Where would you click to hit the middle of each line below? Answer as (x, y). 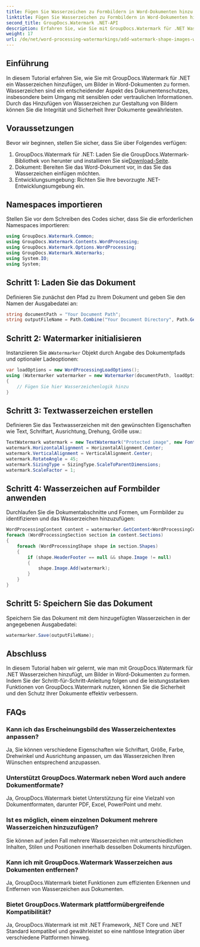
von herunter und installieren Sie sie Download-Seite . (105, 160)
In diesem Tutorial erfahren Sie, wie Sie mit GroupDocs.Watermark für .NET (98, 78)
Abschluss (26, 654)
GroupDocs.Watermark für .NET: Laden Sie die (72, 154)
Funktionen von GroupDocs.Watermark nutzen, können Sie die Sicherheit (96, 687)
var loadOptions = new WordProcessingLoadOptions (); (73, 370)
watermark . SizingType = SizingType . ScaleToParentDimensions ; (84, 465)
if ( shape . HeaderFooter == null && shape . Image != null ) (100, 557)
